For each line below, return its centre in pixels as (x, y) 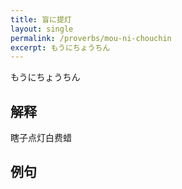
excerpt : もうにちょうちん (60, 47)
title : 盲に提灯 (41, 19)
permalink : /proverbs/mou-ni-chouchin (91, 38)
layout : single (42, 29)
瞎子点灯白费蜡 (41, 138)
